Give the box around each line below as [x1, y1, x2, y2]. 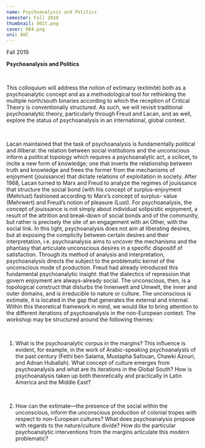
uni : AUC [6, 32, 29, 38]
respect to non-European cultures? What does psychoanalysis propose [15, 416, 195, 423]
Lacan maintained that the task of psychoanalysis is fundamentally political [6, 140, 196, 147]
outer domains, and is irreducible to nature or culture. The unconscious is [6, 290, 192, 297]
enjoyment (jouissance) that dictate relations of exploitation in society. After [6, 173, 197, 181]
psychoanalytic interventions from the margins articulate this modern [15, 428, 190, 436]
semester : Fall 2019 [6, 15, 59, 21]
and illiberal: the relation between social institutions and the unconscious [6, 147, 190, 154]
